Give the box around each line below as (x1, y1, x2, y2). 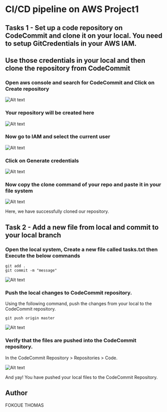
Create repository (5, 85, 49, 92)
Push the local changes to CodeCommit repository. (5, 290, 132, 297)
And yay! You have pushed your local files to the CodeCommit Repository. (5, 374, 158, 380)
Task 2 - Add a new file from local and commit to (5, 223, 159, 231)
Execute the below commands (5, 252, 80, 259)
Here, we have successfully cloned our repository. (5, 208, 109, 214)
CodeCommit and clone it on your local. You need (5, 31, 162, 40)
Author (5, 389, 28, 397)
